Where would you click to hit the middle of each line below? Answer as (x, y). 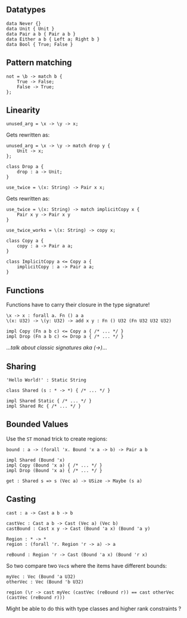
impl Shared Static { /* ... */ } (49, 401)
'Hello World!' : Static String (46, 380)
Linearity (23, 111)
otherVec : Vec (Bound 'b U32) (45, 582)
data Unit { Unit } (30, 29)
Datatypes (26, 10)
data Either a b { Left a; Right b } (53, 39)
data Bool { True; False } (40, 44)
